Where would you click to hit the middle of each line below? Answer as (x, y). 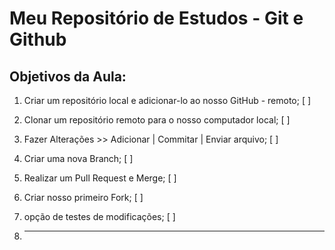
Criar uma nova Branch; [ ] (78, 158)
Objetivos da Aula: (68, 76)
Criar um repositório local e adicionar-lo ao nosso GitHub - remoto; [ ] (167, 100)
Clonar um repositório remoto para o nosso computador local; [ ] (157, 120)
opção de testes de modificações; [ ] (99, 216)
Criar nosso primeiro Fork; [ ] (83, 197)
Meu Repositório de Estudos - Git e (156, 18)
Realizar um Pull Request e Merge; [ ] (100, 178)
